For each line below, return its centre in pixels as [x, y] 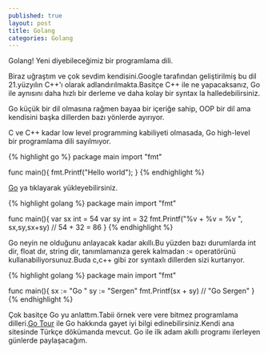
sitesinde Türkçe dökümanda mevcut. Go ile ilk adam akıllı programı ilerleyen [134, 332]
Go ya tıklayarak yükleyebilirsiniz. [63, 188]
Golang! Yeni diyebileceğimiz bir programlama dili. [91, 61]
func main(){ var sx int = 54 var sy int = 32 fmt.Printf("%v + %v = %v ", [126, 219]
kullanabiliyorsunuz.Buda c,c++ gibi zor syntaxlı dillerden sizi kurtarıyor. [127, 260]
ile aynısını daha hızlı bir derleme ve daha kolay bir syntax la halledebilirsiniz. [134, 94]
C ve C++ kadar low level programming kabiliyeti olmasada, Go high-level [129, 133]
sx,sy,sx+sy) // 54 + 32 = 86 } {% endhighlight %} [91, 227]
